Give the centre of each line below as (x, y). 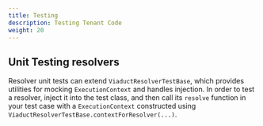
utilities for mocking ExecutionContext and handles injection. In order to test (131, 89)
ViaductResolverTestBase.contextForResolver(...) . (93, 114)
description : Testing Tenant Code (65, 23)
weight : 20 (26, 30)
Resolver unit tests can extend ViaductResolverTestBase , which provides (126, 81)
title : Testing (33, 15)
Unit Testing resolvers (64, 62)
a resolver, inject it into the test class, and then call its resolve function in (127, 98)
